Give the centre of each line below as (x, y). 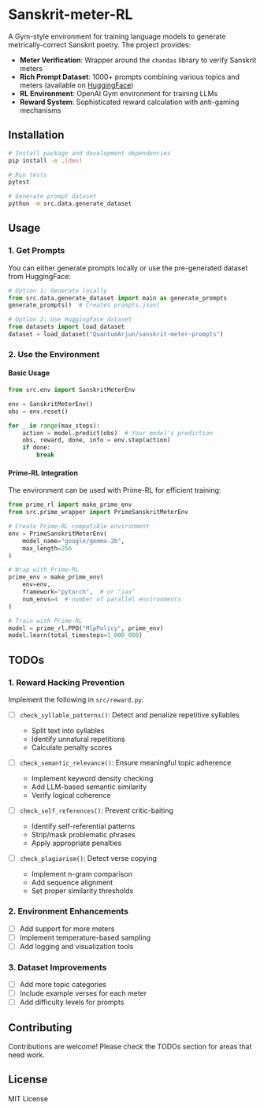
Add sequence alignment (72, 883)
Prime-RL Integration (43, 473)
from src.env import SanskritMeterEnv (72, 390)
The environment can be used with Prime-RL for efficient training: (115, 490)
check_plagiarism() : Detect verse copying (88, 859)
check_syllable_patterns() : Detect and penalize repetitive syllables (130, 714)
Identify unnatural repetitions (78, 739)
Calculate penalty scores (72, 747)
